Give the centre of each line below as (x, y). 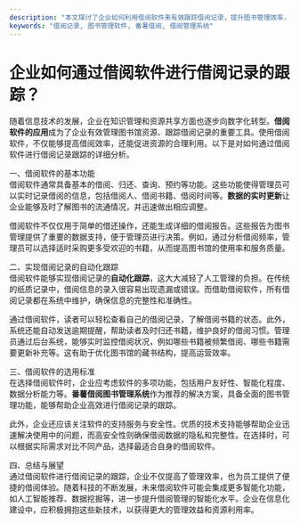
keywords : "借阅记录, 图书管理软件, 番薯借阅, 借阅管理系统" (111, 26)
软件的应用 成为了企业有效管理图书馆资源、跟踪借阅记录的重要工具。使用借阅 (150, 132)
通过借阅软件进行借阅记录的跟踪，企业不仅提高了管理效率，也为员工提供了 (146, 477)
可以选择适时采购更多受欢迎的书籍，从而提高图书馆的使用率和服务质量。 (157, 248)
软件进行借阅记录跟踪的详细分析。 (72, 155)
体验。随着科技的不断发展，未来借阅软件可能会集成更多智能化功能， (165, 487)
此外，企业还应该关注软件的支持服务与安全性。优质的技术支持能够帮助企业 (146, 424)
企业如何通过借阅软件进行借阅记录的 (142, 73)
